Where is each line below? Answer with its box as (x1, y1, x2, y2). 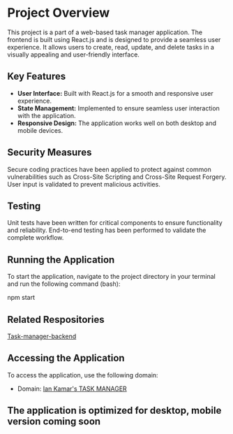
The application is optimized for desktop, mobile (7, 405, 222, 417)
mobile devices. (17, 126, 63, 134)
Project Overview (7, 5, 110, 21)
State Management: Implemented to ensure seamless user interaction (17, 103, 220, 113)
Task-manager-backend (7, 332, 77, 340)
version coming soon (7, 416, 101, 428)
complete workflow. (7, 233, 64, 242)
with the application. (17, 111, 76, 120)
